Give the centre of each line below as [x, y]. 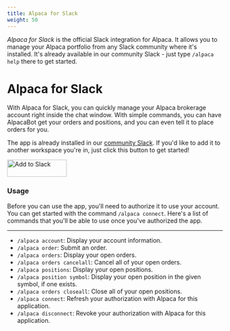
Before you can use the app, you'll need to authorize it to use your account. [113, 206]
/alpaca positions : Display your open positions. [85, 269]
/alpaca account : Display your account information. [89, 240]
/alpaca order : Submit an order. [62, 247]
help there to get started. [42, 61]
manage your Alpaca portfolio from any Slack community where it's [102, 47]
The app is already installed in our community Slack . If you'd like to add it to [114, 143]
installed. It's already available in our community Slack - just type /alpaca [111, 54]
